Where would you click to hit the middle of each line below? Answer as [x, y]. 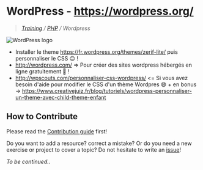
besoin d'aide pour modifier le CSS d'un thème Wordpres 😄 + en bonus [106, 84]
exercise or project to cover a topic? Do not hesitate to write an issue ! [94, 150]
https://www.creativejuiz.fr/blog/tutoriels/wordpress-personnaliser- [107, 91]
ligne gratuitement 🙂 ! [42, 71]
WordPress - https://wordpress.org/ [100, 11]
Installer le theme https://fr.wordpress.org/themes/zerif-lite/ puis [97, 52]
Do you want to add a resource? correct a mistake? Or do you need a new [99, 143]
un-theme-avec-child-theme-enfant [61, 97]
